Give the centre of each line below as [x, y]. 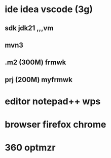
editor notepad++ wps [53, 101]
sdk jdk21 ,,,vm [29, 28]
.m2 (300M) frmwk [35, 63]
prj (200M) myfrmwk [39, 80]
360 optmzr [30, 148]
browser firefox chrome [55, 125]
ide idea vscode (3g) [49, 9]
